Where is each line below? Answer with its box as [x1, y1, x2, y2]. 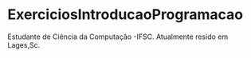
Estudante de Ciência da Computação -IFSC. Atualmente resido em [7, 32, 229, 41]
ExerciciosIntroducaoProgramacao [7, 6, 244, 24]
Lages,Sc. [7, 40, 41, 49]
